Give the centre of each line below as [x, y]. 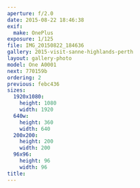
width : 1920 [36, 109]
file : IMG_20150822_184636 [46, 45]
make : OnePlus [33, 33]
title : [16, 174]
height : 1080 [38, 103]
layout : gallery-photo [39, 59]
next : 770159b [27, 71]
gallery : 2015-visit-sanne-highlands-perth [70, 52]
